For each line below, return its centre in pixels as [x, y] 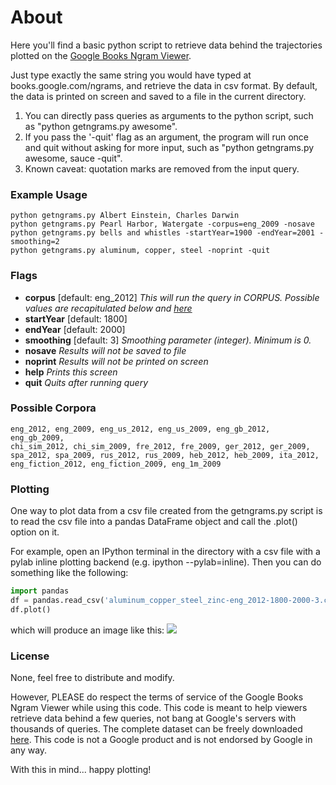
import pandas [40, 591]
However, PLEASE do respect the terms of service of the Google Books [157, 697]
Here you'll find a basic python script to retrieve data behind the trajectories [166, 45]
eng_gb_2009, [37, 437]
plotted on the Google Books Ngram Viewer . [101, 55]
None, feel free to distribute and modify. [92, 678]
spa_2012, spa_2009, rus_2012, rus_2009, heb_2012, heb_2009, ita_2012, [165, 455]
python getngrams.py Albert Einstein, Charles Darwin [125, 216]
